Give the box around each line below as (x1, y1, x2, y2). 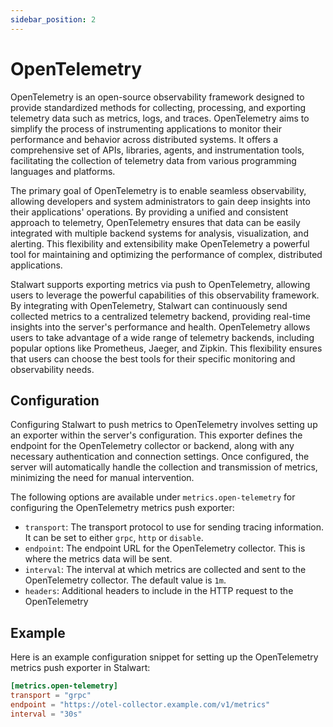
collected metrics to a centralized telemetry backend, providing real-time (10, 310, 311, 322)
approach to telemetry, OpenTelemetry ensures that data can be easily (10, 216, 301, 228)
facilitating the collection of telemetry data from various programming (10, 154, 297, 166)
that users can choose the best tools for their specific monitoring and (10, 352, 296, 365)
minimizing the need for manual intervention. (10, 472, 195, 484)
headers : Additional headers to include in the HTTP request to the (24, 585, 294, 597)
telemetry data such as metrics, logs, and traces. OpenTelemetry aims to (10, 112, 310, 124)
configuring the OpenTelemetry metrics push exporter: (10, 502, 235, 514)
